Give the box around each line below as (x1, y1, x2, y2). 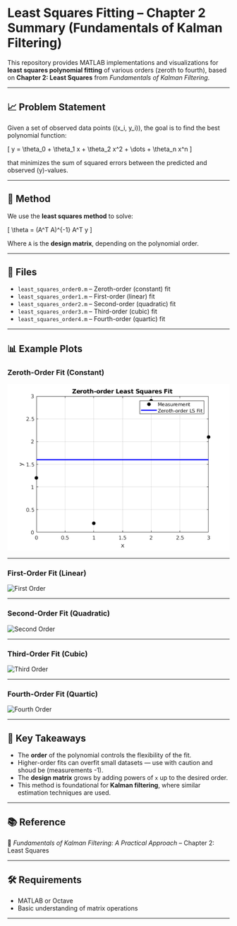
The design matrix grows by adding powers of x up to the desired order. (17, 774, 229, 782)
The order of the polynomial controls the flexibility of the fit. (17, 751, 192, 759)
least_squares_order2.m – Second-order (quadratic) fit (17, 300, 176, 308)
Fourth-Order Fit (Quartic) (7, 689, 99, 699)
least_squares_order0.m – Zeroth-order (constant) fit (17, 284, 171, 294)
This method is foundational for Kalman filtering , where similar (17, 781, 201, 790)
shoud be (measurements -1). (17, 766, 104, 774)
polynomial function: (7, 131, 67, 139)
